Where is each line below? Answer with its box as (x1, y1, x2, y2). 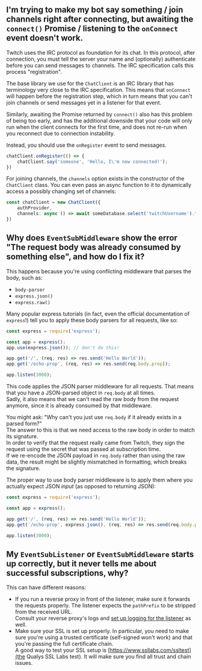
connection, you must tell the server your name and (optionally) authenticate (6, 55, 196, 63)
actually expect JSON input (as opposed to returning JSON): (6, 483, 156, 489)
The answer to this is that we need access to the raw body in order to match (6, 426, 195, 434)
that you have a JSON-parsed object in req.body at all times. (6, 389, 156, 396)
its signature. (6, 433, 38, 440)
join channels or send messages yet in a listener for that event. (6, 99, 162, 106)
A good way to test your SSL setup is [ (14, 646, 110, 654)
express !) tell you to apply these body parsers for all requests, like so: (6, 316, 179, 323)
